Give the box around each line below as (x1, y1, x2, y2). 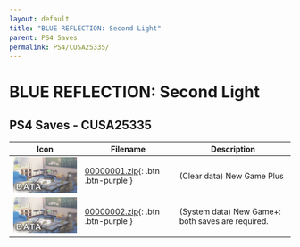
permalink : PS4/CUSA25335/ (9, 43, 110, 52)
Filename (110, 144, 146, 154)
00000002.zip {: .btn (84, 206, 161, 217)
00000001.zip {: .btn (84, 166, 161, 177)
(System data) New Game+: (179, 206, 281, 217)
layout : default (9, 14, 70, 23)
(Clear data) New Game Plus (179, 170, 284, 181)
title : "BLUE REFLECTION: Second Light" (9, 23, 162, 33)
